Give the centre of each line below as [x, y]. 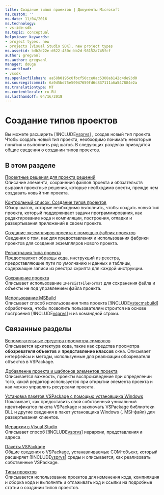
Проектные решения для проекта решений [50, 177]
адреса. [14, 437]
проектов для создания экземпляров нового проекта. [62, 243]
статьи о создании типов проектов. [42, 487]
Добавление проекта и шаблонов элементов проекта [61, 371]
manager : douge [21, 64]
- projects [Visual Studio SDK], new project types [59, 46]
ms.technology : [21, 23]
